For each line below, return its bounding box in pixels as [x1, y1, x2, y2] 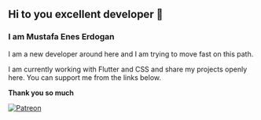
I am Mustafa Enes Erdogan [8, 31, 115, 42]
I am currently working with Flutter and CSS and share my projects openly [8, 64, 248, 74]
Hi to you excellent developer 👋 [8, 8, 164, 21]
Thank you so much [8, 88, 75, 97]
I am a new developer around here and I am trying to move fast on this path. [8, 49, 254, 59]
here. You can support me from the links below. [8, 72, 161, 82]
